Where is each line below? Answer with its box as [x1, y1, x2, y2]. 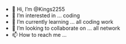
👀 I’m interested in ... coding [11, 12, 80, 19]
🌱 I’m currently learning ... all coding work [11, 18, 114, 25]
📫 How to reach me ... [11, 32, 67, 38]
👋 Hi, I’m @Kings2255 [11, 6, 65, 12]
